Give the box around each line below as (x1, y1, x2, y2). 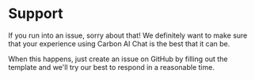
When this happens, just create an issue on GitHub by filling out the (8, 54, 228, 64)
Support (8, 5, 63, 23)
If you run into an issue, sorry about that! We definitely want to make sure (8, 31, 248, 40)
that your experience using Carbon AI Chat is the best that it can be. (8, 38, 230, 48)
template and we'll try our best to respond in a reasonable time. (8, 62, 215, 71)
